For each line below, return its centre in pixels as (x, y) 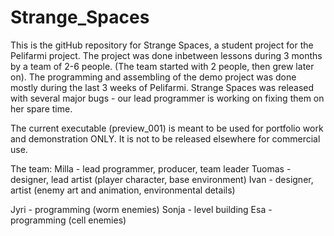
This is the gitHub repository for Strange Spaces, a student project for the (162, 45)
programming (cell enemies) (68, 220)
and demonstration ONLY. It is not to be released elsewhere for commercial (165, 138)
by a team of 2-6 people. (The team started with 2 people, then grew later (162, 66)
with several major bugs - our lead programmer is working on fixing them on (167, 98)
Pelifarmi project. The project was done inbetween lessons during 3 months (166, 55)
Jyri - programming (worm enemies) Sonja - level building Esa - (141, 209)
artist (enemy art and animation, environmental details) (123, 190)
